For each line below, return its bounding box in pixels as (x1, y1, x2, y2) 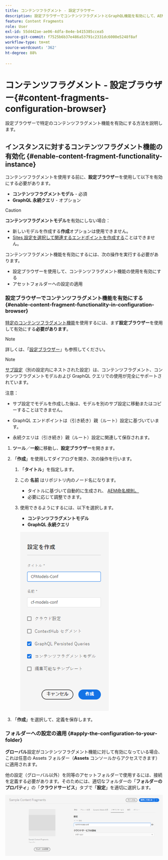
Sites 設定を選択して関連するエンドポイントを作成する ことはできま (12, 235, 151, 241)
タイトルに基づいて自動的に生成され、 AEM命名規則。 (27, 487, 139, 493)
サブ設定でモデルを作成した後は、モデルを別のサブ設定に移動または (12, 400, 153, 406)
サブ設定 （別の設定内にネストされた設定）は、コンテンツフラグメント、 (5, 367, 154, 373)
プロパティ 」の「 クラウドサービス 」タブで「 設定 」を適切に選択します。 (5, 784, 153, 790)
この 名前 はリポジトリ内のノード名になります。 (19, 477, 119, 483)
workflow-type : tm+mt (5, 40, 50, 45)
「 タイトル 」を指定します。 (19, 466, 77, 472)
